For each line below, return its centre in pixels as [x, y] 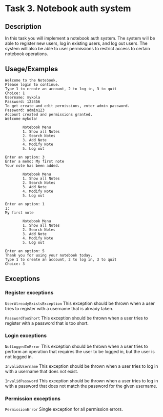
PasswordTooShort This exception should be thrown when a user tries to [77, 318]
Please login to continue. [32, 84]
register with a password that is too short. [47, 323]
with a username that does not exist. [42, 371]
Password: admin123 [25, 110]
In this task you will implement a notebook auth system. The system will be [80, 38]
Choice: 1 [15, 93]
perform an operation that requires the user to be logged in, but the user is [80, 351]
